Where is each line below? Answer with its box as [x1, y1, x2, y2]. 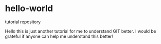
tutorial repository [5, 19, 41, 25]
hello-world [5, 3, 54, 14]
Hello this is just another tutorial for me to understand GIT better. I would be [5, 28, 157, 34]
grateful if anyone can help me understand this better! [5, 33, 113, 39]
